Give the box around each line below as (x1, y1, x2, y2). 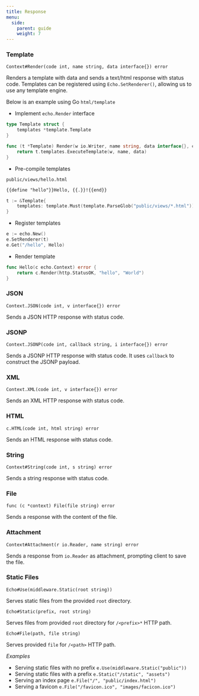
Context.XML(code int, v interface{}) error (6, 387, 118, 393)
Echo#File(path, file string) (6, 631, 81, 637)
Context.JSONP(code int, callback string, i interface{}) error (6, 342, 168, 348)
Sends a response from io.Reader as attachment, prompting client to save (6, 552, 187, 559)
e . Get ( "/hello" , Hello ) (6, 242, 65, 248)
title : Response (6, 8, 46, 15)
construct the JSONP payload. (6, 358, 81, 366)
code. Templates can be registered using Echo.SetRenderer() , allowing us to (6, 81, 192, 88)
